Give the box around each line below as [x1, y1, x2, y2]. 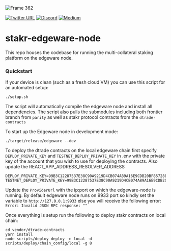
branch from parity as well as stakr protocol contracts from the [5, 114, 138, 120]
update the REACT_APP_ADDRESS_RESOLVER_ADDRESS [5, 164, 125, 170]
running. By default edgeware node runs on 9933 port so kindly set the [5, 192, 154, 198]
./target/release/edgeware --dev [5, 138, 76, 144]
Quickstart [5, 67, 33, 74]
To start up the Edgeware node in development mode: [5, 129, 119, 135]
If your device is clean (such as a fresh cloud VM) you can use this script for [5, 79, 165, 85]
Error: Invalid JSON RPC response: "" [5, 203, 88, 209]
